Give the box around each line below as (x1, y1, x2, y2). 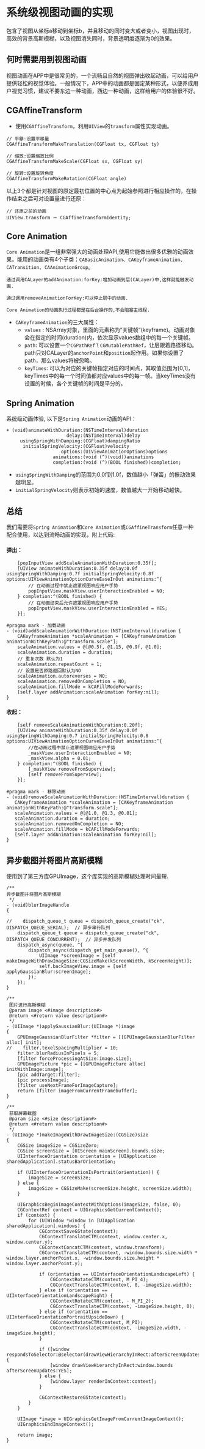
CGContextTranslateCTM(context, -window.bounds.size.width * (38, 1250, 198, 1256)
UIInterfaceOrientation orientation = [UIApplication (17, 1153, 157, 1160)
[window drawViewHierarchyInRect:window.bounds (49, 1363, 173, 1369)
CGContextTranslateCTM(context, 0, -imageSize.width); (49, 1282, 192, 1288)
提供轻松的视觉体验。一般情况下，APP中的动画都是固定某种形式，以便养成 (6, 79, 193, 86)
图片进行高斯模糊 (9, 1002, 46, 1008)
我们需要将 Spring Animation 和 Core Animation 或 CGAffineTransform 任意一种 (6, 523, 194, 531)
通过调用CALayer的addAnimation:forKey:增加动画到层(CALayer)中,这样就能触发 (6, 277, 189, 283)
